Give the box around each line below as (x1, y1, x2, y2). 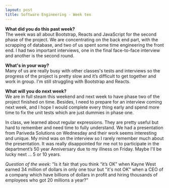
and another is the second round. (5, 52, 75, 58)
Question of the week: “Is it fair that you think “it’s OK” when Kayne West (5, 161, 156, 167)
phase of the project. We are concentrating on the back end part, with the (5, 36, 158, 43)
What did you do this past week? (5, 26, 75, 32)
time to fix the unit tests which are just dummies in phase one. (5, 109, 134, 116)
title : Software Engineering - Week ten (5, 12, 92, 17)
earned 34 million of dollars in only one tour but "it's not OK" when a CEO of (5, 166, 163, 172)
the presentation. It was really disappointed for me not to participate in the (5, 140, 160, 146)
